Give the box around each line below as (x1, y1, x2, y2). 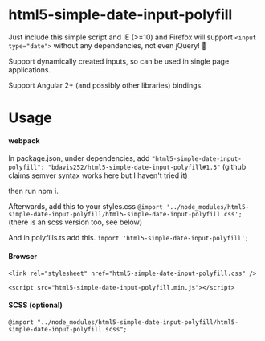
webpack (8, 135, 40, 146)
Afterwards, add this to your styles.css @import (8, 202, 163, 212)
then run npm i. (8, 187, 59, 196)
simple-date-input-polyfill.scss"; (8, 325, 128, 333)
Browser (8, 251, 38, 261)
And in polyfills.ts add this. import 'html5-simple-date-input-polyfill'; (8, 233, 249, 243)
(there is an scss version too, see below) (8, 217, 143, 227)
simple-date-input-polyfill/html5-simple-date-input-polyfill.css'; (8, 211, 243, 219)
